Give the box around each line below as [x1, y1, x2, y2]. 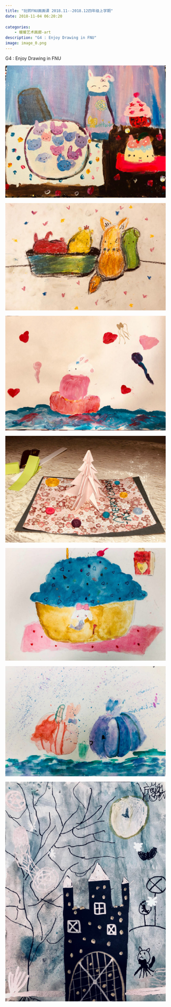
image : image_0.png [5, 41, 47, 46]
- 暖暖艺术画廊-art [14, 30, 51, 35]
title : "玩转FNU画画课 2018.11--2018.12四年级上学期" [5, 8, 113, 13]
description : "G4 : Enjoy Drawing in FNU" [5, 35, 97, 40]
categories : [5, 25, 31, 30]
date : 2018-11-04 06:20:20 [5, 13, 63, 19]
